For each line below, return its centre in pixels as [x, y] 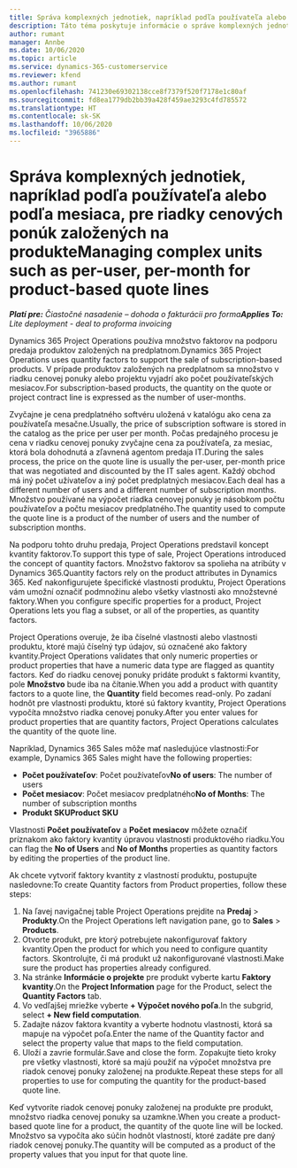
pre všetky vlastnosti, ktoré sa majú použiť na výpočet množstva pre [146, 1062]
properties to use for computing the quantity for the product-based [144, 1080]
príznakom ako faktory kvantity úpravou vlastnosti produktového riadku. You [147, 839]
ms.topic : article [43, 58]
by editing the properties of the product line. [90, 858]
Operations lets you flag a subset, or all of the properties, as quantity [134, 610]
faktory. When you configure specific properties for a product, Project [135, 601]
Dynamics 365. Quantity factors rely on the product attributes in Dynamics [143, 572]
